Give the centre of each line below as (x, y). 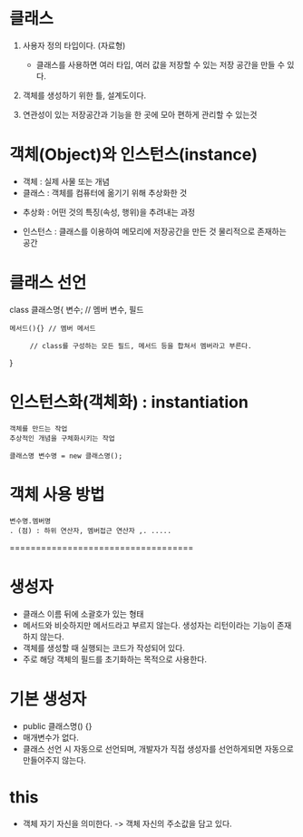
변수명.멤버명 (30, 521)
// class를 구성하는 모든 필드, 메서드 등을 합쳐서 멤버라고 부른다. (141, 346)
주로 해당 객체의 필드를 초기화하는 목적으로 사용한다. (114, 659)
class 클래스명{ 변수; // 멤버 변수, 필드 (77, 309)
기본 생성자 (48, 699)
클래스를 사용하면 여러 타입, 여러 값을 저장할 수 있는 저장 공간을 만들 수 (161, 64)
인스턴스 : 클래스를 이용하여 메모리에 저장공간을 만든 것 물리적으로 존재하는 (155, 231)
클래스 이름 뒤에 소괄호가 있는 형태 (83, 614)
